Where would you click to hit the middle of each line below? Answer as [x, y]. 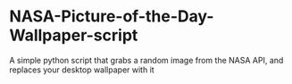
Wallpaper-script [74, 35]
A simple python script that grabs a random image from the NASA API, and [146, 60]
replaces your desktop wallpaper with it [82, 70]
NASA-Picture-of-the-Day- [112, 17]
